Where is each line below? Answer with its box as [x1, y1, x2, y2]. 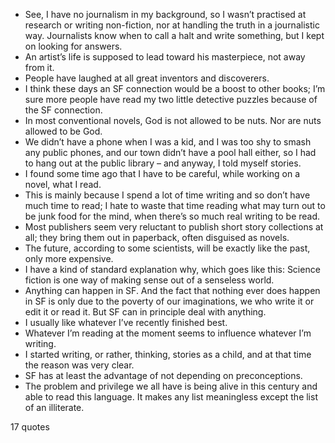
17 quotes [10, 421, 50, 433]
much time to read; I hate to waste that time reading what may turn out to [24, 200, 326, 211]
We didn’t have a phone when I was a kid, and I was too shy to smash [24, 136, 312, 148]
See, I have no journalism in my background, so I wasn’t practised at [24, 9, 307, 20]
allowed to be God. [24, 125, 103, 137]
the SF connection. [24, 104, 103, 116]
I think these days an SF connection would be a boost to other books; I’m [24, 83, 326, 94]
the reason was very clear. [24, 359, 135, 371]
